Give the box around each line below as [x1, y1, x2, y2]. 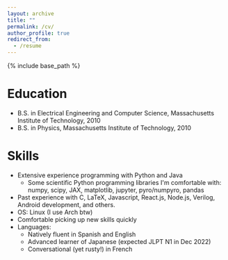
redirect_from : [7, 36, 51, 43]
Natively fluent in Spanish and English [27, 230, 136, 238]
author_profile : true [7, 29, 70, 37]
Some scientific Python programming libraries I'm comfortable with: [27, 178, 222, 186]
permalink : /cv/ [7, 23, 54, 30]
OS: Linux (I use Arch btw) [17, 208, 93, 216]
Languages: [17, 222, 51, 231]
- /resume [13, 42, 42, 49]
